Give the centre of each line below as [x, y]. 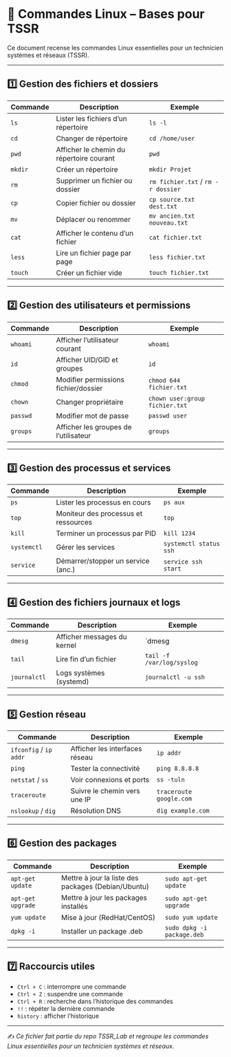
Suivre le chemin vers [105, 791]
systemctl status [192, 544]
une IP [81, 800]
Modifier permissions [90, 380]
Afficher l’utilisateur [87, 340]
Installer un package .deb [102, 931]
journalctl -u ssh [175, 677]
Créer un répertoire [87, 170]
